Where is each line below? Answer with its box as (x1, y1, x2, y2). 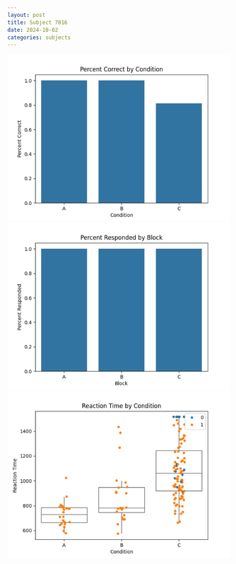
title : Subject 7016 (7, 18, 69, 26)
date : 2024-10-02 (7, 26, 59, 33)
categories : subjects (7, 34, 71, 41)
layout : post (7, 11, 46, 18)
